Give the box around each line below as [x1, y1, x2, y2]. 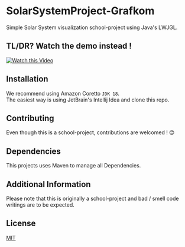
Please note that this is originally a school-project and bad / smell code [6, 195, 179, 202]
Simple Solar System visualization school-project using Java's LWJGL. [6, 24, 178, 31]
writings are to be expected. [6, 201, 75, 208]
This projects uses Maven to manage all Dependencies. [6, 162, 141, 169]
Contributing [6, 113, 54, 123]
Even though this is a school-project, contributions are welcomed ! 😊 [6, 129, 175, 136]
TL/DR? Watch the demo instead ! [6, 41, 132, 51]
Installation [6, 74, 48, 84]
